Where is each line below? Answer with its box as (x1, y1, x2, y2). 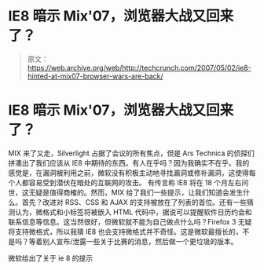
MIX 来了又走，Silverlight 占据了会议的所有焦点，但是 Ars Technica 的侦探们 (8, 148, 255, 158)
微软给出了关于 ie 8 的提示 (8, 253, 93, 263)
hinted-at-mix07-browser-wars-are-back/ (27, 71, 163, 81)
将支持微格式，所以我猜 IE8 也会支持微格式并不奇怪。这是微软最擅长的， (8, 227, 243, 236)
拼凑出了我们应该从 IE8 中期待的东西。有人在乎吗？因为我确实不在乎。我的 (8, 158, 250, 167)
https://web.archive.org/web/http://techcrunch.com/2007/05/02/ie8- (27, 63, 251, 72)
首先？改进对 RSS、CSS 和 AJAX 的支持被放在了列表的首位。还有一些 (21, 197, 247, 206)
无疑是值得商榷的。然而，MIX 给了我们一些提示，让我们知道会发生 (28, 188, 244, 197)
